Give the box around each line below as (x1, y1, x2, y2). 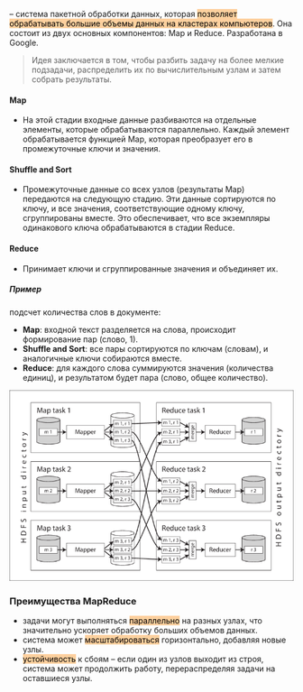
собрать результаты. (31, 74, 113, 85)
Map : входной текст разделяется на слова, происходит (22, 324, 236, 335)
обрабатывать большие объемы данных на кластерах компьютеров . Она (9, 18, 293, 29)
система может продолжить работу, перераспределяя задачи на (22, 663, 276, 674)
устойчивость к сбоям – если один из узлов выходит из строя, (22, 654, 264, 665)
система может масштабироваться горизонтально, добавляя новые (22, 634, 287, 645)
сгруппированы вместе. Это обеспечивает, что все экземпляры (22, 213, 271, 224)
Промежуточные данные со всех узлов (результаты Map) (22, 184, 245, 195)
